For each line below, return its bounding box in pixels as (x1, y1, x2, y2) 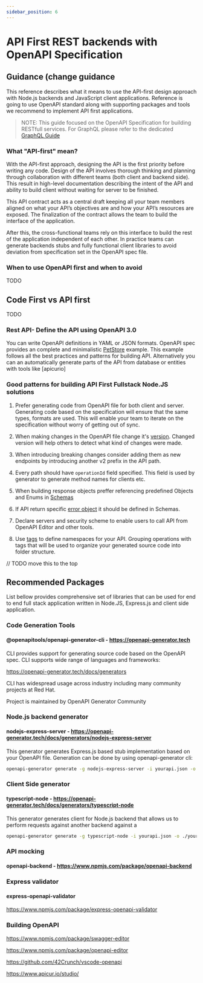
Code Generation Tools (6, 621, 76, 630)
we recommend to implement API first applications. (6, 107, 134, 114)
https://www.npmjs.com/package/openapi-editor (6, 946, 129, 953)
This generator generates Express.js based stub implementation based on (6, 748, 190, 755)
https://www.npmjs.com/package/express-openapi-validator (6, 906, 158, 913)
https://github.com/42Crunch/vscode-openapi (6, 958, 122, 965)
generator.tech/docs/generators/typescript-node (6, 802, 134, 809)
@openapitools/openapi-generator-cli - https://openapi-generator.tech (6, 636, 190, 643)
